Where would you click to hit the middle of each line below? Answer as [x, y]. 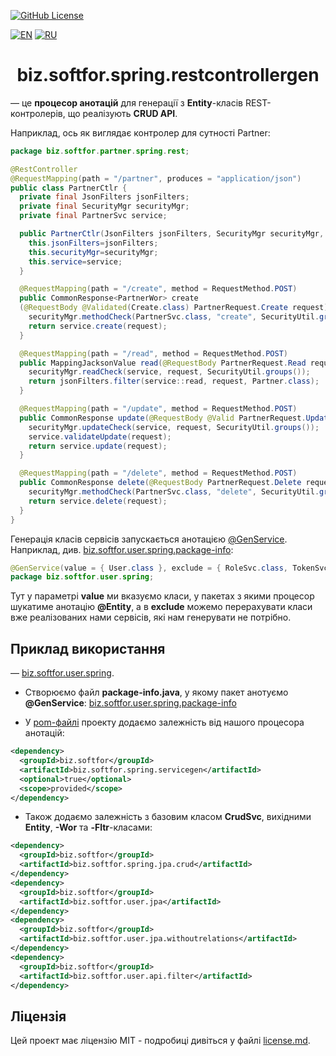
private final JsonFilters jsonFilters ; [104, 197]
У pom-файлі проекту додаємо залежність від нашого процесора [164, 722]
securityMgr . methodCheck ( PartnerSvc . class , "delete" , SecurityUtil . [174, 492]
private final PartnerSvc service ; [93, 216]
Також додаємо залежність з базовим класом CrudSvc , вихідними [168, 817]
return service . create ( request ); [98, 326]
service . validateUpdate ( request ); [100, 436]
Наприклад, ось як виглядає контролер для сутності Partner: [140, 132]
